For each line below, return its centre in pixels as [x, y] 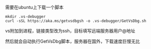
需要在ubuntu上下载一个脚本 [34, 7]
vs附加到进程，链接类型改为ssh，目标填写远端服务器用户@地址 [70, 31]
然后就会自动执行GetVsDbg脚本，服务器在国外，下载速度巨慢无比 [72, 41]
